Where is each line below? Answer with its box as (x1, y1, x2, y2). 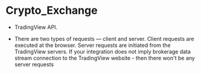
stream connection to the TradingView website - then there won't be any (14, 54, 196, 61)
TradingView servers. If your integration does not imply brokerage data (14, 48, 191, 55)
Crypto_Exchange (5, 4, 98, 17)
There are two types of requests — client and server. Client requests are (14, 35, 194, 42)
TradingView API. (14, 23, 58, 31)
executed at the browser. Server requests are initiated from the (14, 42, 171, 49)
